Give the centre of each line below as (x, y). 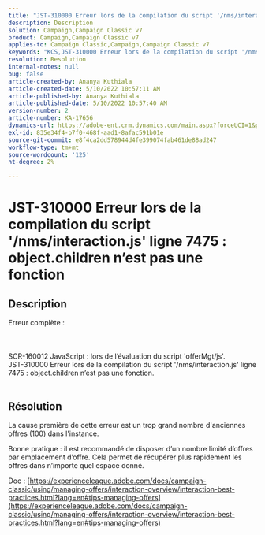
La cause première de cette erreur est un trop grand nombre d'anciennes (127, 425)
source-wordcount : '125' (49, 154)
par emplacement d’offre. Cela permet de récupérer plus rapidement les (125, 457)
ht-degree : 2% (32, 162)
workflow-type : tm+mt (44, 147)
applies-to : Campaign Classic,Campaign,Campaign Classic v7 (109, 45)
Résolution (35, 406)
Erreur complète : (36, 323)
